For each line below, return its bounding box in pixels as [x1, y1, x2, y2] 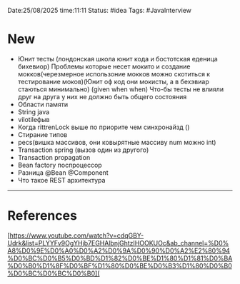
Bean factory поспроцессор [17, 161, 102, 169]
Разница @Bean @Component [17, 168, 109, 177]
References [7, 208, 77, 224]
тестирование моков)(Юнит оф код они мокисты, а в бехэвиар [17, 77, 209, 86]
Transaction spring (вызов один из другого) [17, 146, 149, 154]
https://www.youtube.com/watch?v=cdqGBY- [9, 231, 144, 240]
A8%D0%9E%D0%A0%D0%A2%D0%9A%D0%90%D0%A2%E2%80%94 [7, 246, 231, 255]
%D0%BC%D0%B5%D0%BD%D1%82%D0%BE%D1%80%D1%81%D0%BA [7, 253, 233, 263]
